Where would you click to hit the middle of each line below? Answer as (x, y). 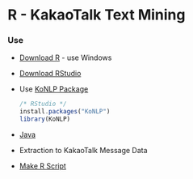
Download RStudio (50, 74)
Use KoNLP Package (54, 89)
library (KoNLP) (45, 119)
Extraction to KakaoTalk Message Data (83, 151)
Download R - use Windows (65, 58)
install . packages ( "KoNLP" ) (65, 112)
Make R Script (42, 166)
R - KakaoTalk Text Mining (96, 15)
